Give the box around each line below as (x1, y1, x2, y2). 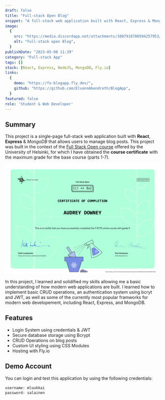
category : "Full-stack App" (5, 55, 63, 60)
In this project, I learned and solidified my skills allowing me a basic (5, 279, 141, 285)
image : (5, 24, 19, 29)
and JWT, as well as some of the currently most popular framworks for (5, 295, 148, 300)
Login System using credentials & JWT (12, 327, 91, 333)
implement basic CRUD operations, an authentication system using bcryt (5, 289, 152, 295)
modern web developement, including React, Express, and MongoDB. (5, 300, 146, 305)
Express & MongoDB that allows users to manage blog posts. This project (5, 138, 155, 145)
